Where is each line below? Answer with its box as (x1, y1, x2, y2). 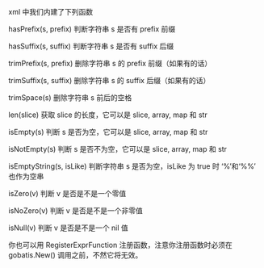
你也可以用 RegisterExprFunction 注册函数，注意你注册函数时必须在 (8, 241, 233, 249)
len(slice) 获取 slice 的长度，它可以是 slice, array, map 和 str (8, 110, 207, 119)
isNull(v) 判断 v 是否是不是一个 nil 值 (8, 223, 129, 232)
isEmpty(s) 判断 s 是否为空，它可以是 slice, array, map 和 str (8, 128, 208, 136)
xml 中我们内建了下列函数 (8, 7, 94, 16)
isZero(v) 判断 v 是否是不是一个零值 (8, 189, 127, 198)
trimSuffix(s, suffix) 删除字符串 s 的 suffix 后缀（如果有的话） (8, 76, 211, 85)
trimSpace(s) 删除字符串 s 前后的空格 (8, 93, 132, 103)
